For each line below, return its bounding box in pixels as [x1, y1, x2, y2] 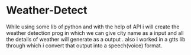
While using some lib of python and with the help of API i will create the [6, 23, 180, 30]
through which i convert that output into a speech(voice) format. [6, 42, 163, 49]
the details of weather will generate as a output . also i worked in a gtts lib [6, 35, 186, 43]
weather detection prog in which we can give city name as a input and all [6, 29, 184, 36]
